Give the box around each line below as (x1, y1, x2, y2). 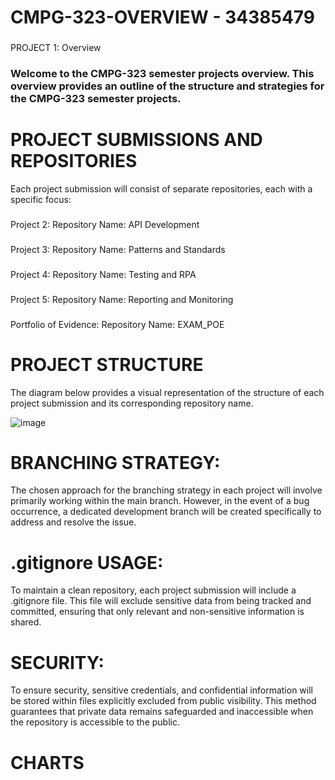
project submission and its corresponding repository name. (10, 397, 254, 409)
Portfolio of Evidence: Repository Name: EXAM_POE (10, 318, 225, 330)
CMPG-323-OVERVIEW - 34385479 (10, 6, 316, 29)
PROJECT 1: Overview (10, 42, 102, 54)
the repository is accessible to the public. (10, 716, 180, 728)
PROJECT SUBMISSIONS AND (10, 129, 263, 151)
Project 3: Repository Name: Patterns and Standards (10, 243, 226, 255)
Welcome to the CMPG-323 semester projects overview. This (10, 67, 315, 81)
